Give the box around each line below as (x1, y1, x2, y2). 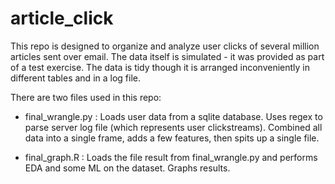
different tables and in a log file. (10, 72, 141, 84)
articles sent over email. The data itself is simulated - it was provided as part (10, 50, 325, 62)
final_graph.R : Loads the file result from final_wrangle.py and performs (24, 151, 318, 163)
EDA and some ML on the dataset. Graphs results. (24, 162, 231, 174)
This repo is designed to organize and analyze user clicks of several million (10, 40, 320, 52)
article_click (10, 7, 114, 30)
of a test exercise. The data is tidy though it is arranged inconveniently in (10, 61, 310, 73)
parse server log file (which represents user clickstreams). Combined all (24, 121, 323, 133)
